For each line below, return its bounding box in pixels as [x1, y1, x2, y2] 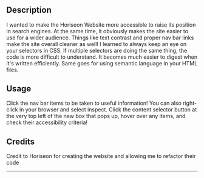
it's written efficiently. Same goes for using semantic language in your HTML [6, 59, 198, 67]
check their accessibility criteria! [6, 119, 88, 126]
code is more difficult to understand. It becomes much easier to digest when [6, 53, 198, 61]
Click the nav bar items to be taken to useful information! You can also [6, 99, 182, 107]
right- [183, 99, 197, 107]
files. [6, 66, 19, 73]
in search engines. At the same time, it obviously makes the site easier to [6, 27, 189, 35]
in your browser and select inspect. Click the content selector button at [19, 106, 197, 113]
